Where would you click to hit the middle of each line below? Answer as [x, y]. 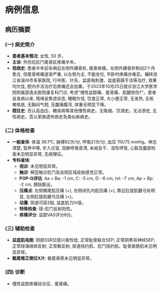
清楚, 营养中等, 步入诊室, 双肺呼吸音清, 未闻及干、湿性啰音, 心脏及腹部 [81, 148]
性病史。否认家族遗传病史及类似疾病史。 [52, 117]
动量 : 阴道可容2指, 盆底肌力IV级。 [52, 203]
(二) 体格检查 [20, 130]
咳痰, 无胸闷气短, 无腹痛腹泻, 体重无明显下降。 [62, 104]
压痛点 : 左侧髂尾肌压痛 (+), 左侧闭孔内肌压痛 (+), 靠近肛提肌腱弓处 [85, 190]
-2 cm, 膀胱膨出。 [37, 185]
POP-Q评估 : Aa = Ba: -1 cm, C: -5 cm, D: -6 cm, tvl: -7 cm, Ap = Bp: [86, 178]
